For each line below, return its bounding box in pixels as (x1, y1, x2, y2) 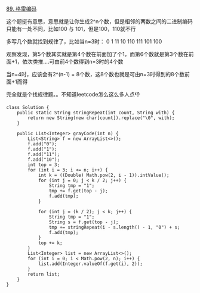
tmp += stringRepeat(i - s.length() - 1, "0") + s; (48, 225, 180, 230)
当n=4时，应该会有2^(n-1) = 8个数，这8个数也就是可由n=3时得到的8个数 (6, 71, 185, 77)
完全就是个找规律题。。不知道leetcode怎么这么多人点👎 (6, 91, 140, 98)
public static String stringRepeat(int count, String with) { (17, 110, 175, 116)
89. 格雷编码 (6, 5, 37, 12)
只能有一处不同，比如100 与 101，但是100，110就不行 (6, 26, 136, 32)
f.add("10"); (27, 157, 60, 163)
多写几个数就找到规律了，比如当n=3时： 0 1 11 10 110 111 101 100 (6, 38, 162, 45)
